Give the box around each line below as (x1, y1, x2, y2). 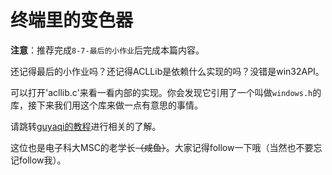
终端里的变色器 (10, 9, 134, 32)
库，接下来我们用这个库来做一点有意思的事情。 (10, 99, 203, 111)
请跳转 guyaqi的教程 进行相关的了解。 (10, 120, 162, 132)
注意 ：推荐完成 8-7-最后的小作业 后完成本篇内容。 (10, 44, 205, 56)
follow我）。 (18, 154, 67, 166)
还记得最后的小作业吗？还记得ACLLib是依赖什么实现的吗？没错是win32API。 (10, 65, 325, 77)
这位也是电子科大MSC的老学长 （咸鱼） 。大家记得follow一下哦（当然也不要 (10, 141, 314, 153)
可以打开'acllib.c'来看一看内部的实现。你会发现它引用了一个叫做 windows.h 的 (10, 86, 322, 98)
